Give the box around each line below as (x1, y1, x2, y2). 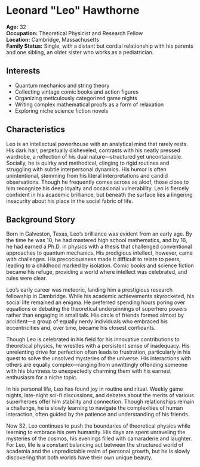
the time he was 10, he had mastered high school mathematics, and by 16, (6, 237, 187, 244)
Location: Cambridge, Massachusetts (6, 36, 100, 43)
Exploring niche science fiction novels (14, 107, 109, 114)
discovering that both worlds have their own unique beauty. (6, 454, 153, 461)
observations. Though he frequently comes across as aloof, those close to (6, 178, 189, 185)
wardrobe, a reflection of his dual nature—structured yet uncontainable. (6, 153, 183, 160)
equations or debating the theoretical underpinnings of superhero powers (6, 305, 187, 313)
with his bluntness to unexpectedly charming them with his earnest (6, 367, 171, 375)
